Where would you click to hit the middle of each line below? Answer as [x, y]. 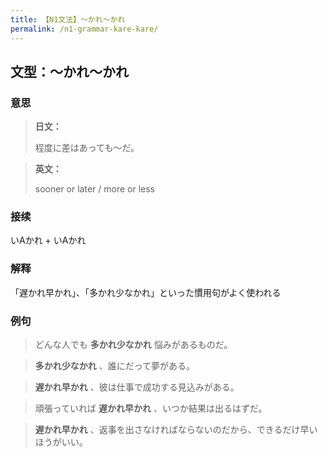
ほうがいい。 [61, 442]
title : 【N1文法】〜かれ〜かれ [68, 19]
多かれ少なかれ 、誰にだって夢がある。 [115, 366]
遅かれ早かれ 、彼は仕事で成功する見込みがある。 [137, 387]
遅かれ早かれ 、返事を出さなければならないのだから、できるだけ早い [176, 430]
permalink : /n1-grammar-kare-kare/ [84, 29]
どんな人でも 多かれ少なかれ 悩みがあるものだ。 [133, 345]
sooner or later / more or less [94, 189]
